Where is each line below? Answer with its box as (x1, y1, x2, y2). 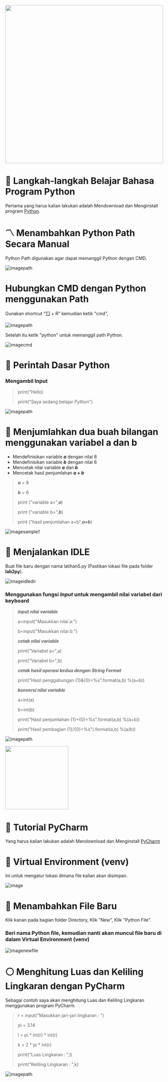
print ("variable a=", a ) (17, 499, 63, 505)
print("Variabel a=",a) (17, 648, 62, 654)
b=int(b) (17, 707, 35, 713)
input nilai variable (17, 609, 58, 615)
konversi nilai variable (17, 687, 66, 693)
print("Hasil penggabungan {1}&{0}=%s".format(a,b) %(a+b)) (17, 677, 145, 683)
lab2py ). (5, 569, 23, 575)
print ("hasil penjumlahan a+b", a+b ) (17, 519, 92, 525)
